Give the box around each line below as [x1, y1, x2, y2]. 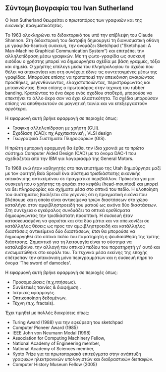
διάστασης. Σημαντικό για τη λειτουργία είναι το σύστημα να [5, 239, 132, 245]
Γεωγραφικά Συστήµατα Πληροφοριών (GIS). [12, 135, 107, 141]
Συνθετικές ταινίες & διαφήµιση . [12, 284, 81, 290]
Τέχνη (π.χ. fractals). [12, 300, 55, 306]
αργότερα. [5, 106, 27, 111]
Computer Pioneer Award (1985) [12, 324, 78, 330]
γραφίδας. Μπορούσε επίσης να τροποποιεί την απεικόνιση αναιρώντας [5, 74, 155, 80]
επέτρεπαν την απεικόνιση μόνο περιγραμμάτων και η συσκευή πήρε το [5, 255, 153, 261]
